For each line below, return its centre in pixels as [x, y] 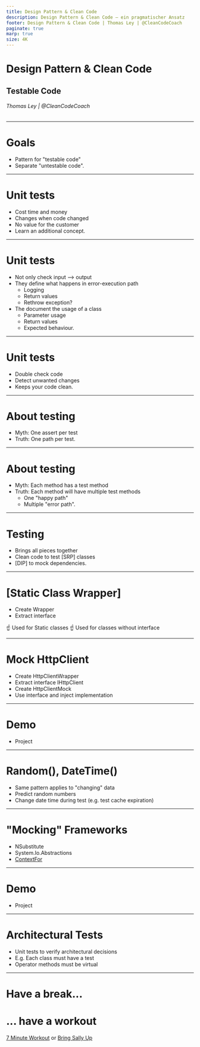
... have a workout [51, 1021]
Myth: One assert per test [46, 433]
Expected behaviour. [49, 328]
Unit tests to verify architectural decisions [66, 952]
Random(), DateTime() [62, 771]
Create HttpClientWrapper [47, 676]
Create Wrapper [35, 610]
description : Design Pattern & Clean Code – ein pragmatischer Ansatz [96, 17]
